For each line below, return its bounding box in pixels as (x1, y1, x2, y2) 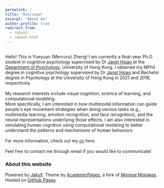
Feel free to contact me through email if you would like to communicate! (5, 148, 152, 154)
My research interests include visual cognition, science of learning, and (5, 90, 151, 96)
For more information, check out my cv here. (5, 138, 96, 143)
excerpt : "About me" (5, 16, 48, 21)
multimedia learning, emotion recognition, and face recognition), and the (5, 111, 153, 117)
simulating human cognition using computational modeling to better (5, 122, 143, 128)
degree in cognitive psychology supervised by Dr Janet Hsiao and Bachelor (5, 69, 160, 75)
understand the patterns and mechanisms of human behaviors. (5, 127, 134, 133)
